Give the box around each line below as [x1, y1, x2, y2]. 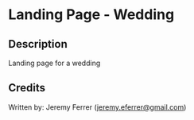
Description [8, 37, 68, 51]
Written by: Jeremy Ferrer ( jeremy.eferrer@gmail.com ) [8, 102, 187, 112]
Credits [8, 81, 46, 95]
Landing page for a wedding [8, 58, 101, 68]
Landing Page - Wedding [8, 6, 175, 24]
